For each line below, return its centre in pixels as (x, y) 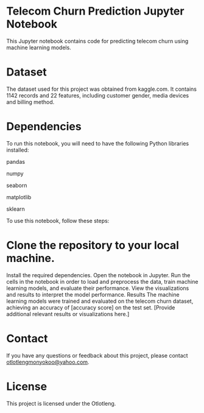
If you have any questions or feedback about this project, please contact (97, 355)
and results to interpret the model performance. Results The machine (93, 294)
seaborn (17, 185)
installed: (18, 150)
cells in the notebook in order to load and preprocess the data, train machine (102, 281)
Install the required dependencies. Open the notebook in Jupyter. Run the (98, 275)
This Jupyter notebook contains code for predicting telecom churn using (97, 41)
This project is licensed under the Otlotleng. (61, 403)
